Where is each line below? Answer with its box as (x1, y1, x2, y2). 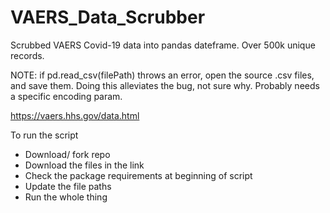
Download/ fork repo (24, 148, 111, 160)
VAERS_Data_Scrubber (10, 6, 206, 29)
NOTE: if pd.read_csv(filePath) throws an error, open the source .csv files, (10, 69, 315, 81)
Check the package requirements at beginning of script (24, 169, 253, 181)
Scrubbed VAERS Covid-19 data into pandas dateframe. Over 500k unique (10, 39, 316, 51)
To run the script (10, 129, 79, 141)
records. (10, 49, 45, 61)
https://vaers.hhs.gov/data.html (10, 109, 140, 121)
